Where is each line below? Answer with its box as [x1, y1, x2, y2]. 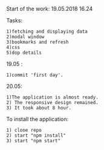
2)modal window [6, 34, 45, 40]
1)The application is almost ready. [6, 94, 99, 100]
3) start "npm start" [6, 138, 61, 144]
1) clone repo [6, 127, 42, 133]
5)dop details [6, 50, 42, 56]
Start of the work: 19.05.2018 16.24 [6, 5, 93, 12]
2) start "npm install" [6, 132, 67, 139]
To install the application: [6, 116, 68, 123]
